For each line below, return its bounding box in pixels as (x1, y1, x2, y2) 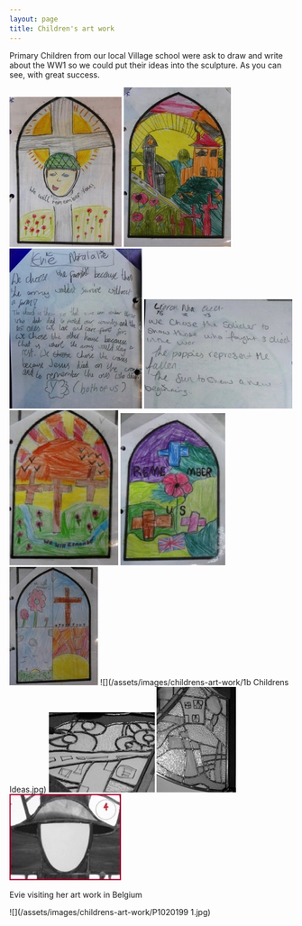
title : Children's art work (9, 23, 115, 33)
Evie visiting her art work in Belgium (9, 889, 142, 900)
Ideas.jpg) (9, 784, 47, 794)
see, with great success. (9, 69, 101, 80)
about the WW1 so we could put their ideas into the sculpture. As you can (9, 60, 282, 70)
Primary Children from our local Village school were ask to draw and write (9, 50, 284, 60)
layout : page (9, 14, 59, 23)
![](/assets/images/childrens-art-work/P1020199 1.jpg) (9, 906, 211, 917)
